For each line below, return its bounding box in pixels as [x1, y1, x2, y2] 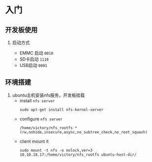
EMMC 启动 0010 [19, 50, 54, 56]
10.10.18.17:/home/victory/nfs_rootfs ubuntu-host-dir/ [19, 152, 137, 157]
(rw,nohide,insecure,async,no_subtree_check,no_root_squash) [19, 130, 148, 134]
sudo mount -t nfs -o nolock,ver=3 [19, 148, 92, 153]
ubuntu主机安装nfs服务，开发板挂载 [12, 92, 85, 98]
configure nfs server [19, 116, 63, 122]
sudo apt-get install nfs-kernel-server [19, 107, 104, 112]
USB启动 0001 [19, 63, 48, 68]
